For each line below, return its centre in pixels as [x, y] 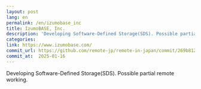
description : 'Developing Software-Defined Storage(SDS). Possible [92, 34]
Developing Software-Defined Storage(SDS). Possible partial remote [90, 73]
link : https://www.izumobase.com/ [49, 45]
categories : [21, 39]
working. [17, 79]
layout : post [22, 12]
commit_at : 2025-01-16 [36, 56]
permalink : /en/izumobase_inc [44, 23]
